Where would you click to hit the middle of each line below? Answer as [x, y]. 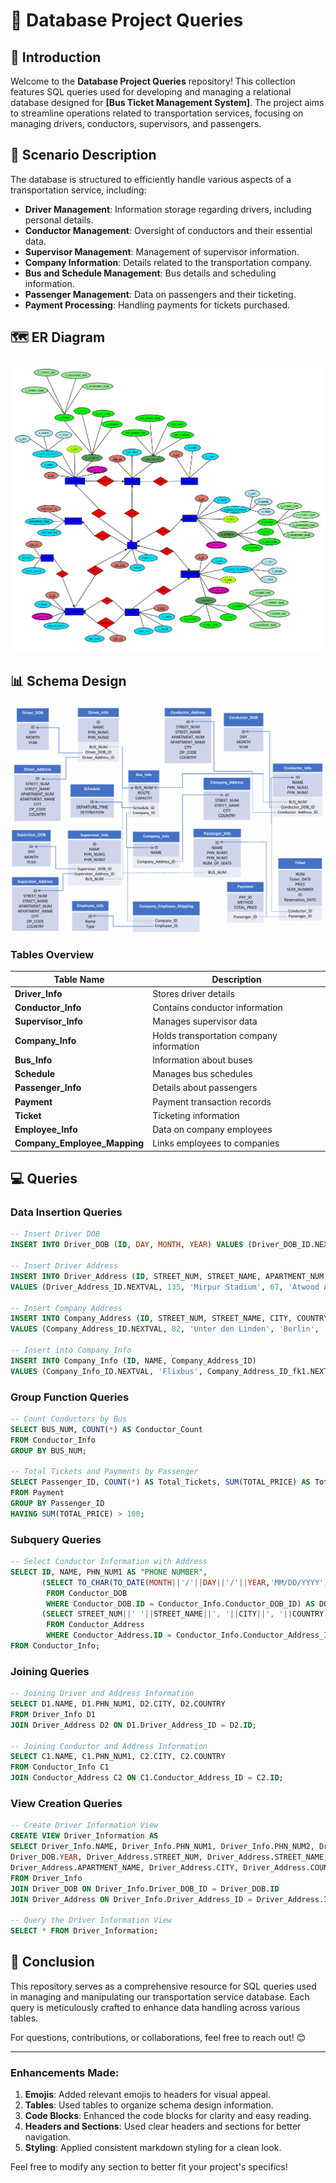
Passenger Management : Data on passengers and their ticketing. [160, 294]
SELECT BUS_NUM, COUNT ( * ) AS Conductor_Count [106, 1429]
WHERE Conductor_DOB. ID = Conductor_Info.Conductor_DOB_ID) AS [180, 1604]
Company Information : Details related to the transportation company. [168, 262]
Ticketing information [196, 1115]
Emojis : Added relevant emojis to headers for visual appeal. [148, 2095]
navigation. [48, 2137]
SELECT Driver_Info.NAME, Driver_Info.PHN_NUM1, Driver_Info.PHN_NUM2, [162, 1847]
